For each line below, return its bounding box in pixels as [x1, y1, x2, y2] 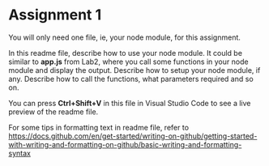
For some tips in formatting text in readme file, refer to [8, 122, 189, 132]
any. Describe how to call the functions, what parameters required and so [8, 74, 254, 83]
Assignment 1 [8, 6, 102, 24]
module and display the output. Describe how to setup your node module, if [8, 65, 261, 74]
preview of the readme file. [8, 107, 99, 117]
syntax [8, 148, 31, 158]
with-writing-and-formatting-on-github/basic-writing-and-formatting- [8, 139, 242, 149]
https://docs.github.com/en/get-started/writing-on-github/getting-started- [8, 131, 258, 141]
